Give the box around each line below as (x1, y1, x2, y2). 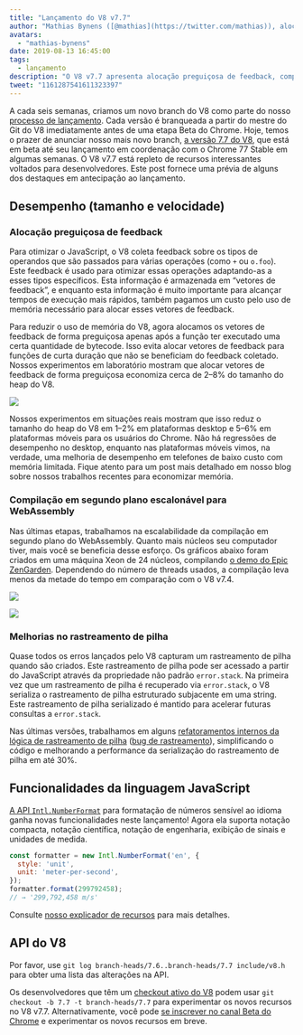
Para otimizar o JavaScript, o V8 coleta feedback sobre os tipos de (9, 246, 259, 258)
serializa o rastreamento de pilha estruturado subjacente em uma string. (9, 689, 278, 700)
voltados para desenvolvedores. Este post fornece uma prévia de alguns (9, 163, 279, 174)
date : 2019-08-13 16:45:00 (9, 47, 111, 56)
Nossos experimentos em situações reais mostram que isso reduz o (9, 413, 262, 425)
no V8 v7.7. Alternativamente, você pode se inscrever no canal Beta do (9, 1005, 272, 1017)
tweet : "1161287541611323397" (9, 80, 124, 89)
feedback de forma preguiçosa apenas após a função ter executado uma (9, 331, 281, 342)
